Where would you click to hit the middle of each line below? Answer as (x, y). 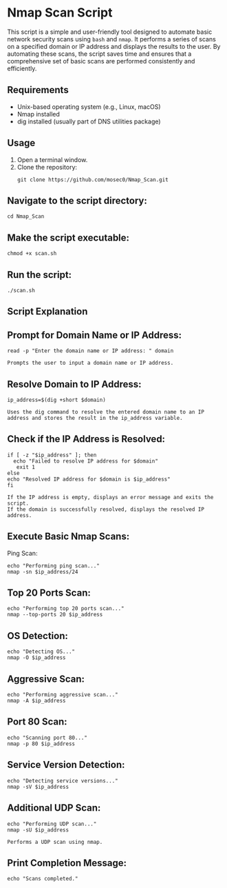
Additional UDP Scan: (54, 808)
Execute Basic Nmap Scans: (68, 537)
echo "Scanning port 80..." (47, 738)
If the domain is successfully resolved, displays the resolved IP (106, 509)
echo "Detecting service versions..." (63, 780)
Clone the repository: (47, 167)
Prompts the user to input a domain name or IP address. (90, 363)
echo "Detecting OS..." (41, 652)
